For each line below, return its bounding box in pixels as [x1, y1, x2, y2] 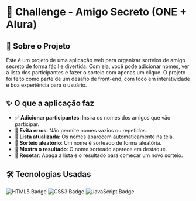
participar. [14, 120, 40, 128]
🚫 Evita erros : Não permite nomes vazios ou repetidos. [14, 127, 147, 134]
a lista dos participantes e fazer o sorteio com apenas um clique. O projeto [6, 69, 186, 76]
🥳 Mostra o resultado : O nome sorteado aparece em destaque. [14, 145, 167, 152]
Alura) [6, 18, 37, 31]
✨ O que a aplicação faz [6, 98, 95, 108]
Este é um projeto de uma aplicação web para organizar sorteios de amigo [6, 57, 185, 63]
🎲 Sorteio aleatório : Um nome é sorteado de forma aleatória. [14, 139, 162, 146]
